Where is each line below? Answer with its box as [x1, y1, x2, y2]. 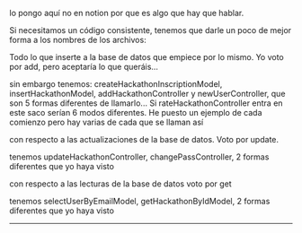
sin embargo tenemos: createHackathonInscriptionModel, [9, 79, 223, 89]
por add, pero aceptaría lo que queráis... [9, 62, 159, 72]
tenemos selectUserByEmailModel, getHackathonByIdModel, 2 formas [9, 196, 271, 206]
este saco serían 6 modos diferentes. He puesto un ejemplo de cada [9, 108, 262, 117]
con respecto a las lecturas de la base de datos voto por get [9, 178, 232, 189]
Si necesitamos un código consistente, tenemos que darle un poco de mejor [9, 25, 292, 35]
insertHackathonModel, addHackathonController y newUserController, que [9, 89, 286, 99]
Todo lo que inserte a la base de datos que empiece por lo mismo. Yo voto [9, 52, 285, 62]
